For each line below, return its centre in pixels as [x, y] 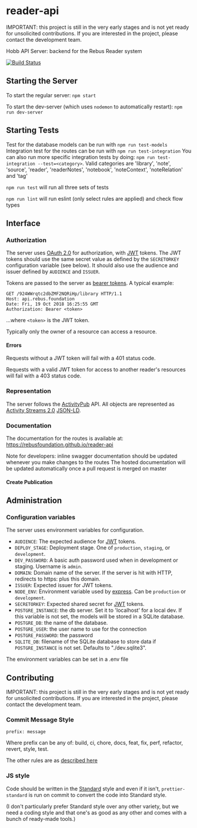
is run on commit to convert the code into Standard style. [98, 795]
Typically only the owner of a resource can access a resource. [81, 332]
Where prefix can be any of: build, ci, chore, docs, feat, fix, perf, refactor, [95, 743]
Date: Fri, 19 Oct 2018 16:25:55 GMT [52, 304]
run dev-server [25, 112]
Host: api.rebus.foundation [41, 299]
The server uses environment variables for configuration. [75, 530]
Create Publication [29, 482]
